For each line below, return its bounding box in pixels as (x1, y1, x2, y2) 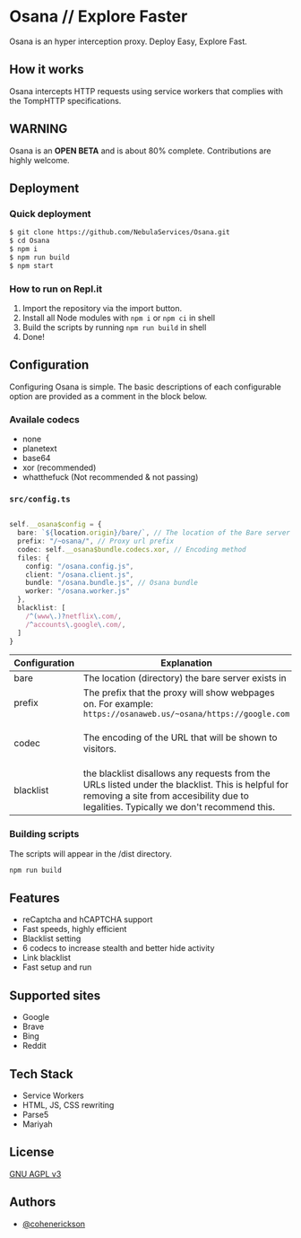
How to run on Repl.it (9, 283, 103, 295)
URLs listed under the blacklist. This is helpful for (83, 779, 289, 791)
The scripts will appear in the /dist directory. (9, 848, 173, 859)
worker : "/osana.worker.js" (25, 587, 130, 596)
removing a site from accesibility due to (83, 789, 249, 802)
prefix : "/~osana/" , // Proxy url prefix (17, 536, 175, 546)
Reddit (21, 1041, 47, 1051)
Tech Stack (9, 1066, 73, 1082)
